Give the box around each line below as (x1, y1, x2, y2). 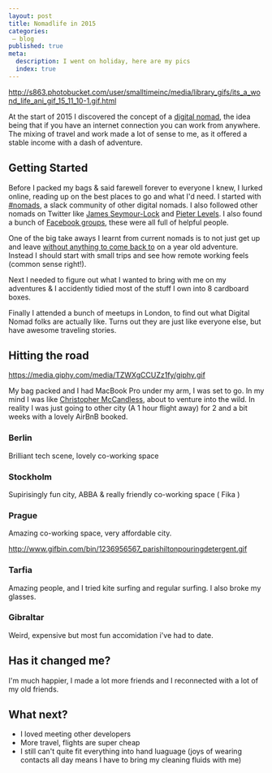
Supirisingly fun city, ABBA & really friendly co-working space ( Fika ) (8, 489, 240, 499)
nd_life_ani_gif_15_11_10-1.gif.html (8, 95, 117, 106)
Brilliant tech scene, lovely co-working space (8, 451, 159, 461)
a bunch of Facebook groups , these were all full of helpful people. (8, 217, 229, 227)
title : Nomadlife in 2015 (8, 20, 96, 28)
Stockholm (8, 471, 53, 483)
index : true (15, 65, 57, 73)
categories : (8, 27, 49, 35)
